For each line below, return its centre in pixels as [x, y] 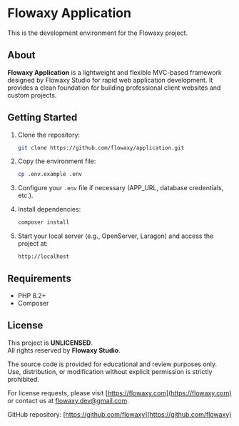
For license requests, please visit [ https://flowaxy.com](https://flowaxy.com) [119, 393]
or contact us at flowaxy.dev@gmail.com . [68, 400]
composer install [44, 222]
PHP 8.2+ [32, 296]
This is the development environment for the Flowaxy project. [97, 33]
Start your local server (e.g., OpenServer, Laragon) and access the [116, 236]
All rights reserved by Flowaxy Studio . [64, 350]
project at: [33, 244]
